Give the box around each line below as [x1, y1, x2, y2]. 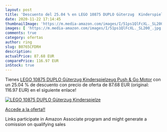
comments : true [5, 30, 37, 35]
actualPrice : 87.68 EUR [5, 53, 55, 59]
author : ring [5, 40, 32, 45]
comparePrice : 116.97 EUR [5, 58, 59, 63]
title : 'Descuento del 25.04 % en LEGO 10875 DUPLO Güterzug [5, 12, 135, 17]
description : [5, 49, 32, 54]
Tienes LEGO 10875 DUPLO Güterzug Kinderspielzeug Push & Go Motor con [5, 77, 161, 83]
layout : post [5, 7, 32, 12]
